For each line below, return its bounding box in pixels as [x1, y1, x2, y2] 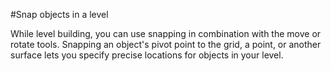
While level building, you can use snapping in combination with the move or [10, 28, 322, 39]
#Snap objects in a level [10, 9, 109, 20]
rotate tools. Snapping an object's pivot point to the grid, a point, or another [10, 39, 322, 50]
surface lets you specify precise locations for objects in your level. [10, 49, 284, 61]
